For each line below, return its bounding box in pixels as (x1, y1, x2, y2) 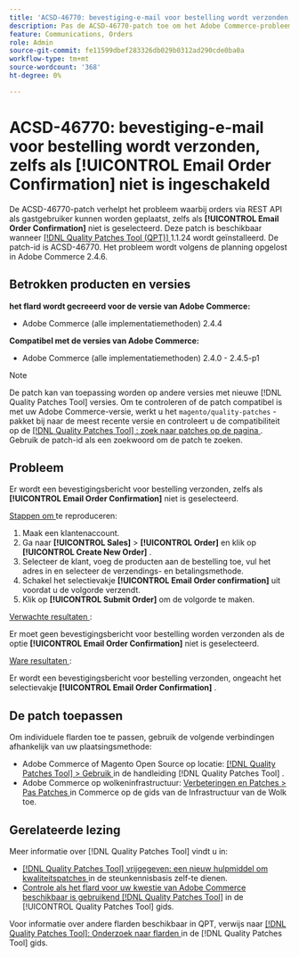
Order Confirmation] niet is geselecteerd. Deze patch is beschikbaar (9, 222, 263, 233)
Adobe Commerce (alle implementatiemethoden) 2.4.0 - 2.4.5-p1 (21, 352, 260, 363)
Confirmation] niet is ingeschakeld (9, 174, 271, 194)
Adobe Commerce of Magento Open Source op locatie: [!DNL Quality (21, 759, 276, 770)
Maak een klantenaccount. (21, 528, 120, 539)
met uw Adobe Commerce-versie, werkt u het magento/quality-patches (9, 406, 271, 417)
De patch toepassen (9, 708, 123, 723)
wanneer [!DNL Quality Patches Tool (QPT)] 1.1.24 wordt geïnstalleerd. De (9, 232, 279, 243)
